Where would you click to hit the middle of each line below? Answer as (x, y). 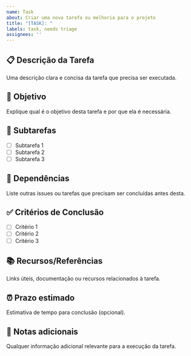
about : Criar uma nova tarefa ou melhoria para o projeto (81, 18)
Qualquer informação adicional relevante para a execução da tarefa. (91, 346)
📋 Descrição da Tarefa (50, 60)
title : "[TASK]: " (29, 23)
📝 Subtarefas (31, 131)
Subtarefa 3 (30, 159)
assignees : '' (24, 35)
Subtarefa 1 (29, 145)
